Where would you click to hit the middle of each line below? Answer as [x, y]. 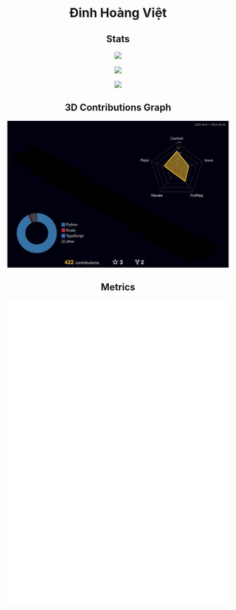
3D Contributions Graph [118, 108]
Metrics [118, 287]
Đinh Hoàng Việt [118, 13]
